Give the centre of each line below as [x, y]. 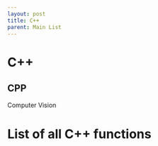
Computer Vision [32, 105]
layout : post [27, 14]
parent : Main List [34, 27]
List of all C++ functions [79, 134]
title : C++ [23, 21]
